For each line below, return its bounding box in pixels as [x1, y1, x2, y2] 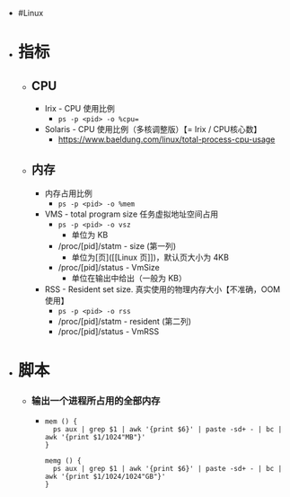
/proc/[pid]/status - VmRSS [57, 325, 160, 336]
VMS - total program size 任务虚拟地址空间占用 [44, 209, 218, 219]
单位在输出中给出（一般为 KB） [71, 272, 187, 283]
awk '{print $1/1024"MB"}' [44, 433, 146, 442]
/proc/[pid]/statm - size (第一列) [57, 240, 177, 251]
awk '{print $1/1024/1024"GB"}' [44, 472, 166, 482]
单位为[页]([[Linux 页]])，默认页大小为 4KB [71, 252, 229, 262]
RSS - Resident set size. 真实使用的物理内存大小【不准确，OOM [44, 283, 281, 295]
